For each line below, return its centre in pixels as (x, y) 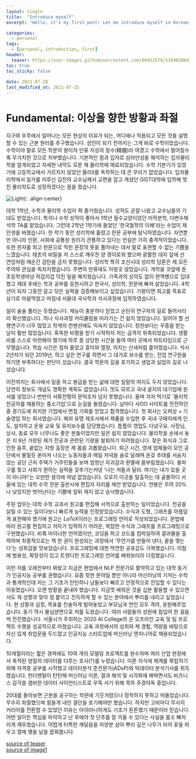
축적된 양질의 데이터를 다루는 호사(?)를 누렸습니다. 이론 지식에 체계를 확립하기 (100, 661)
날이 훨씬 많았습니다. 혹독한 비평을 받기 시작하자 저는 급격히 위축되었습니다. (92, 333)
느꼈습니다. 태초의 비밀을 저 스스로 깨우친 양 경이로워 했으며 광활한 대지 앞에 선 (95, 254)
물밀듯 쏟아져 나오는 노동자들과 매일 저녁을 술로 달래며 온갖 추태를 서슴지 (104, 455)
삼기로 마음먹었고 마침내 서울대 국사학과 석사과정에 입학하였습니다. (82, 298)
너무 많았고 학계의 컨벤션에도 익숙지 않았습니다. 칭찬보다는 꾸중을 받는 (106, 325)
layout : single (24, 11)
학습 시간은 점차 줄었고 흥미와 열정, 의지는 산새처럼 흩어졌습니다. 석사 (111, 347)
